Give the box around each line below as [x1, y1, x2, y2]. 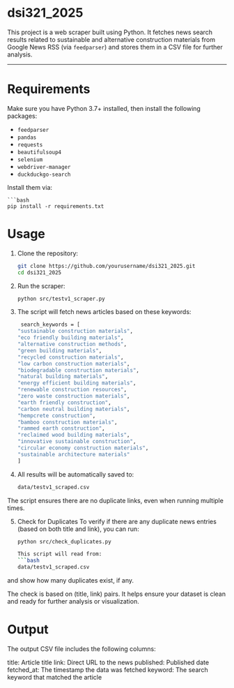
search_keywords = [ [20, 321, 80, 329]
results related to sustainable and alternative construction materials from [7, 35, 216, 43]
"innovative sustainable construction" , [17, 438, 136, 445]
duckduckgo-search [17, 171, 71, 178]
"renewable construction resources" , [17, 386, 127, 394]
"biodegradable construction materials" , [17, 366, 140, 374]
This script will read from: [17, 551, 102, 558]
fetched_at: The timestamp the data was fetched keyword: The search [7, 666, 209, 674]
